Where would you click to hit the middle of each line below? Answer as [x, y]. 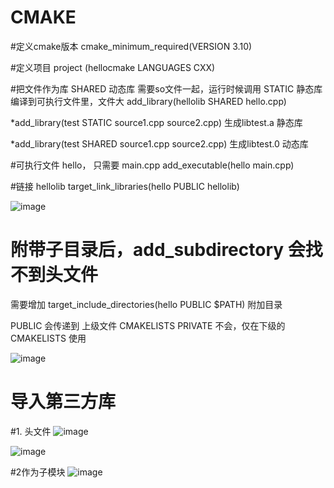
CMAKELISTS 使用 [48, 338]
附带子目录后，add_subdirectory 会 [158, 250]
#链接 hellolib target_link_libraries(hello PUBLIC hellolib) [125, 186]
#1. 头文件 [31, 431]
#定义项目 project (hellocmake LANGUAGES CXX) [113, 67]
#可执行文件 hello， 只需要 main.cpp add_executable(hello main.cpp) [152, 165]
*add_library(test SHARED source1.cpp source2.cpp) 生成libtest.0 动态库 [159, 143]
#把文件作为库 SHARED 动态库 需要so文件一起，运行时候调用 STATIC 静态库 [166, 88]
